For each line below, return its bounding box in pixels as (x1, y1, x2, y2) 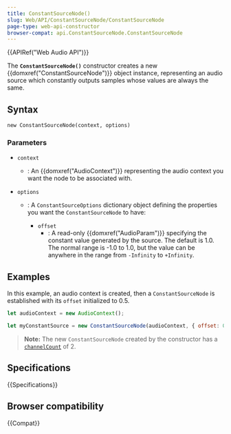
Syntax (7, 103, 38, 115)
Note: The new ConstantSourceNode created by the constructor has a (23, 335, 218, 343)
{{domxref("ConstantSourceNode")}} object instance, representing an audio (7, 69, 223, 77)
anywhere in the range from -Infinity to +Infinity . (47, 251, 195, 259)
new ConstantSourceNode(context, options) (7, 122, 131, 129)
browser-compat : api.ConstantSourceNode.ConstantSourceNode (7, 29, 184, 37)
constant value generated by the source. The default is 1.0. (47, 236, 214, 245)
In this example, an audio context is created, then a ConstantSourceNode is (7, 289, 215, 297)
